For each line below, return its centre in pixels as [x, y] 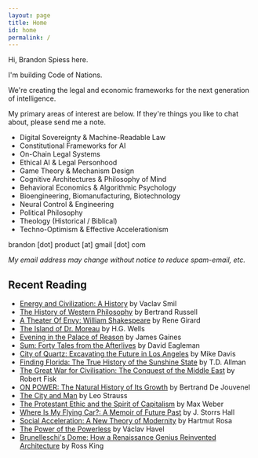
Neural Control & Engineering [67, 205]
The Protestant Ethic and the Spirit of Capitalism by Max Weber [122, 404]
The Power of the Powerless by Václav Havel [92, 429]
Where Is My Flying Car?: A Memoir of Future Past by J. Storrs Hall [127, 412]
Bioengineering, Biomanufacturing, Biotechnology [100, 196]
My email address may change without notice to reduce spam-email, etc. [127, 260]
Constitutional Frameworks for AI [73, 146]
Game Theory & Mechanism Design [77, 171]
